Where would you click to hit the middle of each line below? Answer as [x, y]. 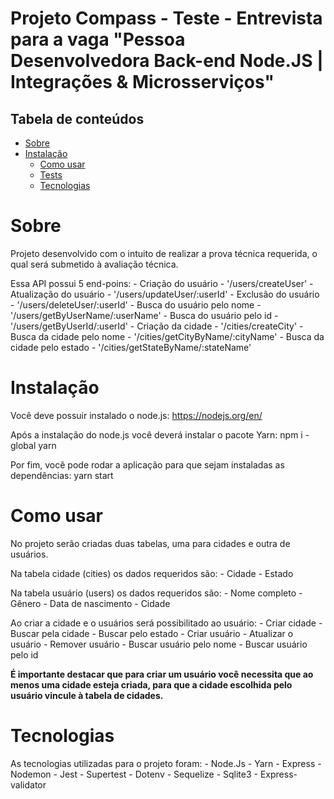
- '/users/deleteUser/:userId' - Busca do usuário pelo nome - [136, 304]
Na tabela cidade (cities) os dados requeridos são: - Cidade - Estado [152, 573]
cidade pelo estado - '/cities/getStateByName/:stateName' [131, 347]
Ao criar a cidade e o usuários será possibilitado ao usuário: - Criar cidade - [166, 623]
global [23, 445]
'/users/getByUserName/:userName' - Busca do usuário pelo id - [144, 315]
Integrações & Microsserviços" [142, 82]
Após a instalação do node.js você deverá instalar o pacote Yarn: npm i [156, 434]
